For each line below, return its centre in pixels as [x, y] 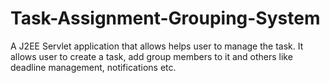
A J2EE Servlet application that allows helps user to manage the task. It [157, 46]
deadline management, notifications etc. [93, 67]
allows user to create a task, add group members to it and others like [151, 56]
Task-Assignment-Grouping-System [165, 18]
